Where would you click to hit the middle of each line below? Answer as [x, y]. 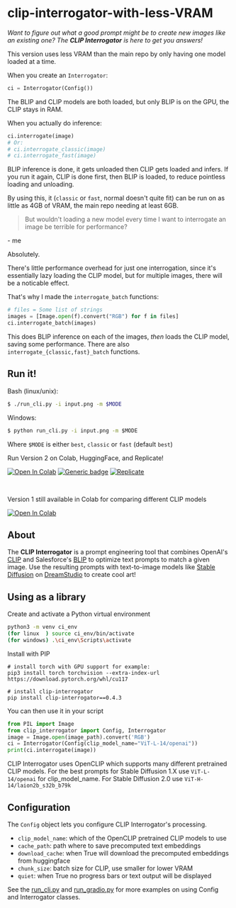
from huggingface [44, 861]
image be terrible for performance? [76, 227]
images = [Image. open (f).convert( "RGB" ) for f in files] [93, 317]
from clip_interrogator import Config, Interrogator [87, 730]
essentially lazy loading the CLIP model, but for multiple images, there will [115, 276]
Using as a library [47, 597]
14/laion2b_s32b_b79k [39, 786]
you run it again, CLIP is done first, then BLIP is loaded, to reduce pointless [116, 177]
